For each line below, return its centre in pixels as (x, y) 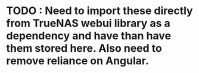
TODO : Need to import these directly (99, 11)
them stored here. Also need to (84, 49)
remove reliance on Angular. (77, 61)
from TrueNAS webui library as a (88, 23)
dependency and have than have (89, 36)
